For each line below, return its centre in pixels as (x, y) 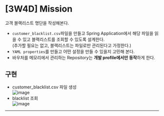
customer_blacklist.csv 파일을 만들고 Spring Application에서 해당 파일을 (83, 33)
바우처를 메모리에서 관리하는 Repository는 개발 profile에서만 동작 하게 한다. (83, 57)
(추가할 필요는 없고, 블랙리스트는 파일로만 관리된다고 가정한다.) (72, 45)
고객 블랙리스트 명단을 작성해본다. (37, 23)
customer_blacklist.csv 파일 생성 (44, 87)
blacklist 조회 (25, 98)
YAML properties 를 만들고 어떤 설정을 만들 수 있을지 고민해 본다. (73, 51)
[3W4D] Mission (39, 9)
